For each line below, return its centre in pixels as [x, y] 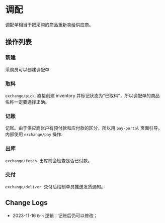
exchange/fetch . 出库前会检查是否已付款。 [49, 160]
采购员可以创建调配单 [27, 69]
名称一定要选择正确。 [27, 102]
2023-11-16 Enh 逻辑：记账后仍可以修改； [55, 215]
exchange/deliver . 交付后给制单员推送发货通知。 [55, 186]
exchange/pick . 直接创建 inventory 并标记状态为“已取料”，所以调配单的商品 [82, 95]
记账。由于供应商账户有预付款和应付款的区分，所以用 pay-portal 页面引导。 [84, 128]
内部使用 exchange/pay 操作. [34, 134]
